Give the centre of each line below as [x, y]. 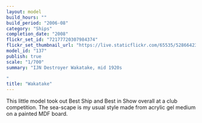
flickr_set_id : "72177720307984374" [52, 40]
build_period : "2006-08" [37, 23]
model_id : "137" [26, 51]
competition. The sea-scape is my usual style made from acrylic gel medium [101, 107]
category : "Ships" [29, 28]
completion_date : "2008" [37, 34]
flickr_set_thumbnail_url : [40, 46]
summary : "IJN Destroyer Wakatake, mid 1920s [64, 67]
